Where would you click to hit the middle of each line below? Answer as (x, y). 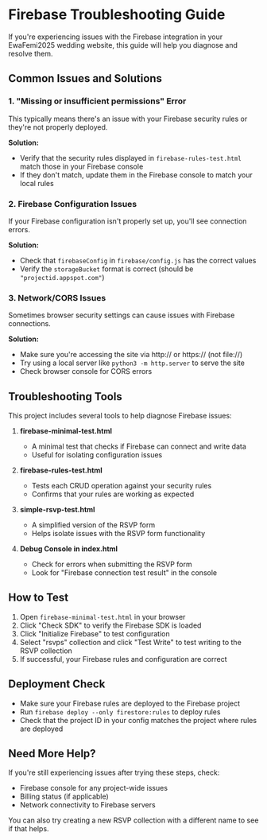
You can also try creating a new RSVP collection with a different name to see (133, 820)
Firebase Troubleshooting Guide (117, 15)
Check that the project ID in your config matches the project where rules (138, 720)
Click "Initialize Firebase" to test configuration (95, 633)
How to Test (39, 598)
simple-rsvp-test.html (57, 510)
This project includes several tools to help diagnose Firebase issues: (120, 416)
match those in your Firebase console (81, 166)
